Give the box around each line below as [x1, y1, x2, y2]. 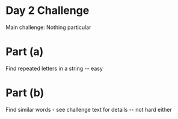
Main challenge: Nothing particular [5, 24, 91, 31]
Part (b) [5, 86, 44, 100]
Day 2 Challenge [5, 4, 90, 18]
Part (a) [5, 45, 44, 59]
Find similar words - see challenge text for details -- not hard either [5, 106, 172, 113]
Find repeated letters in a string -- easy [5, 65, 103, 72]
